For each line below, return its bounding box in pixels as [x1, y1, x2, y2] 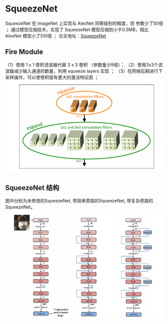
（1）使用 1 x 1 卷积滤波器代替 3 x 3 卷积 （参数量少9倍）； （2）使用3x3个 [5, 61, 159, 68]
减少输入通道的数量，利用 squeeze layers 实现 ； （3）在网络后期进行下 [14, 68, 163, 74]
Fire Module [5, 48, 44, 56]
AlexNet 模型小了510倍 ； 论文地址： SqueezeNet [5, 33, 106, 39]
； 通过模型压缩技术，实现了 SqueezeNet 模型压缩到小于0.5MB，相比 [5, 26, 149, 33]
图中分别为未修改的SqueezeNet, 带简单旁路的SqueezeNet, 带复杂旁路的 [5, 198, 153, 204]
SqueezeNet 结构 [5, 183, 59, 192]
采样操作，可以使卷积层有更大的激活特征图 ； [5, 74, 99, 80]
